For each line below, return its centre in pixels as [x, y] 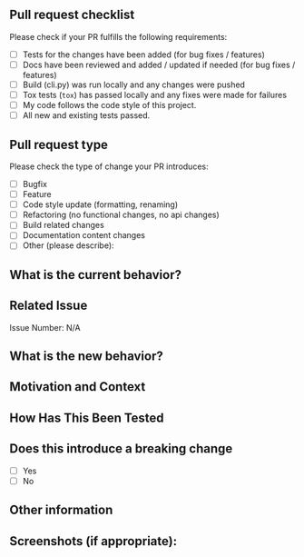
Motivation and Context [78, 387]
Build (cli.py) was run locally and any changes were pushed [133, 85]
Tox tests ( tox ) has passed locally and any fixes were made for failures [155, 95]
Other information [61, 510]
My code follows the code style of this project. [109, 105]
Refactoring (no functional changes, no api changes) [121, 215]
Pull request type [59, 144]
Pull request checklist [72, 15]
